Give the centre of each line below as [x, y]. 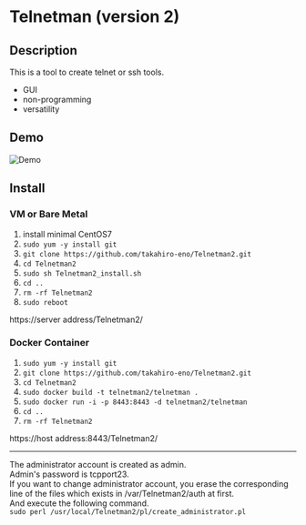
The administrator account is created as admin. [98, 464]
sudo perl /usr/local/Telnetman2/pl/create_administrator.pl [128, 511]
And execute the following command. [79, 503]
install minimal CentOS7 [67, 234]
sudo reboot [45, 302]
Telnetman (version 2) [95, 17]
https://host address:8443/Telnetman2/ [84, 438]
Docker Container [49, 343]
